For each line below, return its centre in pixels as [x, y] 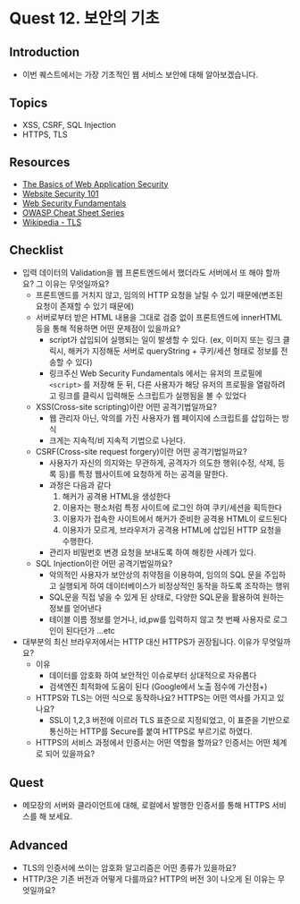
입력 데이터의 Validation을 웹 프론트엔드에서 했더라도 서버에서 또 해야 [142, 273]
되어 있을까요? [70, 754]
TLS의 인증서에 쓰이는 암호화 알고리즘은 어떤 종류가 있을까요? [129, 868]
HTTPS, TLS [45, 134]
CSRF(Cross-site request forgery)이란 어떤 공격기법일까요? [141, 452]
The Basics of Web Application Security [95, 183]
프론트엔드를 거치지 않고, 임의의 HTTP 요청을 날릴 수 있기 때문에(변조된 [159, 295]
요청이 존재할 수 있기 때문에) [85, 306]
